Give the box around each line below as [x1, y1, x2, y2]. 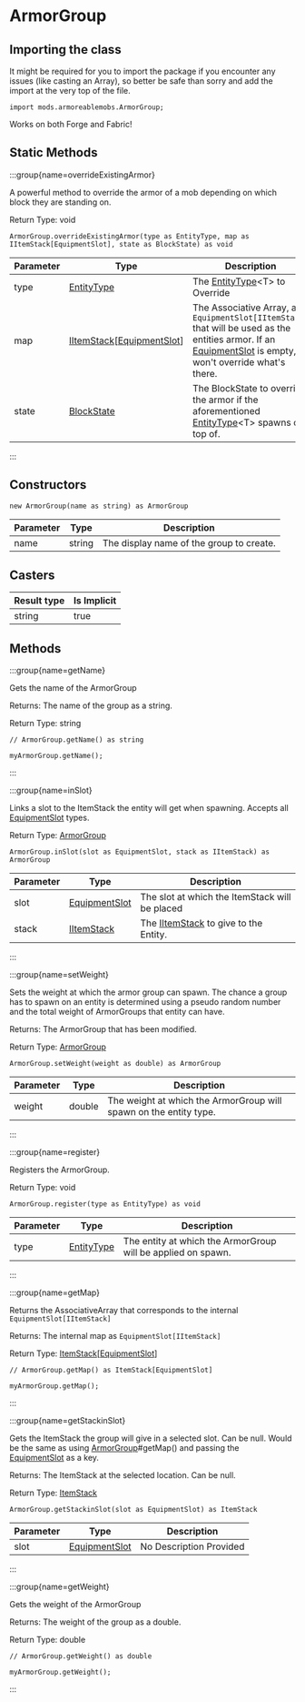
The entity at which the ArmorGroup [123, 1235, 277, 1248]
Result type [14, 594, 65, 607]
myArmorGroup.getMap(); [9, 1382, 100, 1391]
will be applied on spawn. [123, 1246, 231, 1259]
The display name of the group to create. [102, 536, 277, 549]
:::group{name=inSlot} [9, 785, 93, 796]
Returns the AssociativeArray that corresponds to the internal [9, 1305, 239, 1316]
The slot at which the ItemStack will [140, 891, 291, 904]
